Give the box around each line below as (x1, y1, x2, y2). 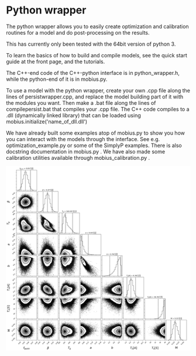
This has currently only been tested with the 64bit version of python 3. (6, 40, 176, 47)
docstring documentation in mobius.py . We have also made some (6, 148, 166, 155)
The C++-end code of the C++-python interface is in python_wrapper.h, (6, 69, 180, 76)
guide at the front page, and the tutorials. (6, 58, 105, 65)
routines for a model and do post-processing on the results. (6, 29, 150, 36)
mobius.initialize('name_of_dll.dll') (6, 118, 88, 125)
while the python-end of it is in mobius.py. (6, 76, 108, 83)
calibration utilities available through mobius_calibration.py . (6, 154, 150, 161)
